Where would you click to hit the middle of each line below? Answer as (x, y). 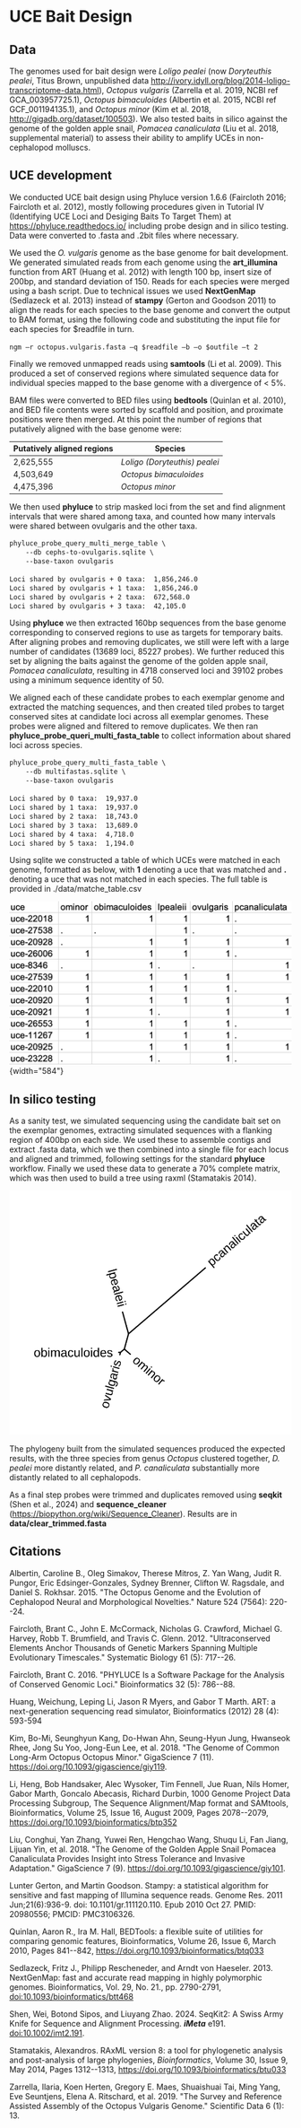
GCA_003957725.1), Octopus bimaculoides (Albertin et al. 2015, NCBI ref (143, 100)
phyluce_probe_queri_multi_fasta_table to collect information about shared (150, 735)
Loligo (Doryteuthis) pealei (170, 462)
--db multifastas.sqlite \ (76, 772)
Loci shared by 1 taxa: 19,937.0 (74, 807)
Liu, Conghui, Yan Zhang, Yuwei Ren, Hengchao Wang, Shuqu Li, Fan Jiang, (149, 1839)
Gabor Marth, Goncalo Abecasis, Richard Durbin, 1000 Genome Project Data (150, 1793)
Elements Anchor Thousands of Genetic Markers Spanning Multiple (133, 1647)
